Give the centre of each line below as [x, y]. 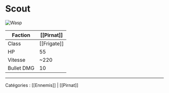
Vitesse [17, 60]
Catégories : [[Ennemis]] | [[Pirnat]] [42, 85]
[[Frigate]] [52, 43]
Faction [21, 35]
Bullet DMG [21, 68]
